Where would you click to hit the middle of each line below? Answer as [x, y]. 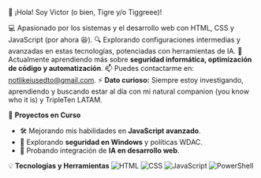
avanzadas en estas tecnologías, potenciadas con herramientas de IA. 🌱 [125, 51]
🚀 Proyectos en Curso [45, 115]
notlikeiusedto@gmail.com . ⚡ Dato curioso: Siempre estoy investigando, [126, 80]
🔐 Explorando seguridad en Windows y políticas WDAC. [111, 142]
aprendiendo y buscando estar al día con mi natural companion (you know [129, 91]
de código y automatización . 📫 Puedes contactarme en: [101, 68]
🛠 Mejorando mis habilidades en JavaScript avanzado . [110, 131]
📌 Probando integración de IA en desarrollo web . [99, 150]
